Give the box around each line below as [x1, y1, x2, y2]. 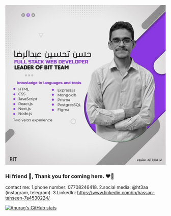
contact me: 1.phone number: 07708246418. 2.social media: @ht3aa [5, 184, 149, 190]
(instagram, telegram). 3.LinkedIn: [5, 190, 76, 196]
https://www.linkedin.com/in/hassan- [77, 190, 155, 196]
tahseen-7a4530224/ [5, 195, 50, 201]
